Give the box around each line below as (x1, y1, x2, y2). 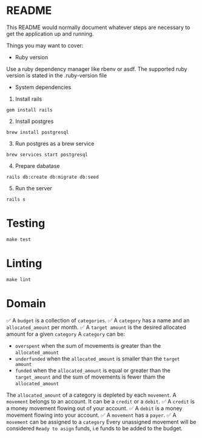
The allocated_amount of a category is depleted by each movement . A (6, 391, 177, 399)
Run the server (15, 184, 53, 191)
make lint (6, 276, 32, 282)
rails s (6, 196, 26, 202)
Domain (6, 297, 47, 310)
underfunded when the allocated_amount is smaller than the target (15, 355, 180, 362)
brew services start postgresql (6, 151, 88, 158)
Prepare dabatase (15, 162, 60, 170)
